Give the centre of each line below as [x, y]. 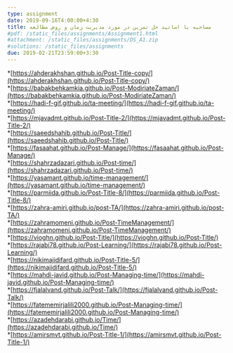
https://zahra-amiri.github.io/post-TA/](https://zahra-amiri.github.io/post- [119, 207]
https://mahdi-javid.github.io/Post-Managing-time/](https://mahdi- [109, 274]
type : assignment [33, 14]
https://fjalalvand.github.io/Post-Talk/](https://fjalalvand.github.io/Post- [115, 290]
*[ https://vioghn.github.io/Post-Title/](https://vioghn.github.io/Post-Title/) [113, 237]
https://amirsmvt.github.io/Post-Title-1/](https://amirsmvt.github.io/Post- [117, 334]
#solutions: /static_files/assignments [66, 46]
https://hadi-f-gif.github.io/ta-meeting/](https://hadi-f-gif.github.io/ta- [114, 103]
